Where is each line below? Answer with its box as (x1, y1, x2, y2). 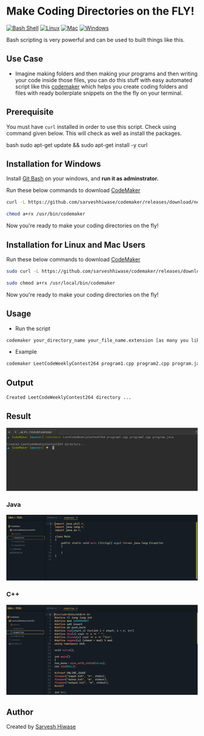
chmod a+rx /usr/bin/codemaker (6, 211, 86, 217)
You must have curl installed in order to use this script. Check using (6, 123, 177, 130)
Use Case (6, 53, 44, 64)
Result (6, 411, 32, 422)
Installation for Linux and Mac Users (6, 239, 146, 250)
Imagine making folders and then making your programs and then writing (15, 70, 198, 77)
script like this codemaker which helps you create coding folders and (15, 83, 188, 90)
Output (6, 377, 33, 388)
